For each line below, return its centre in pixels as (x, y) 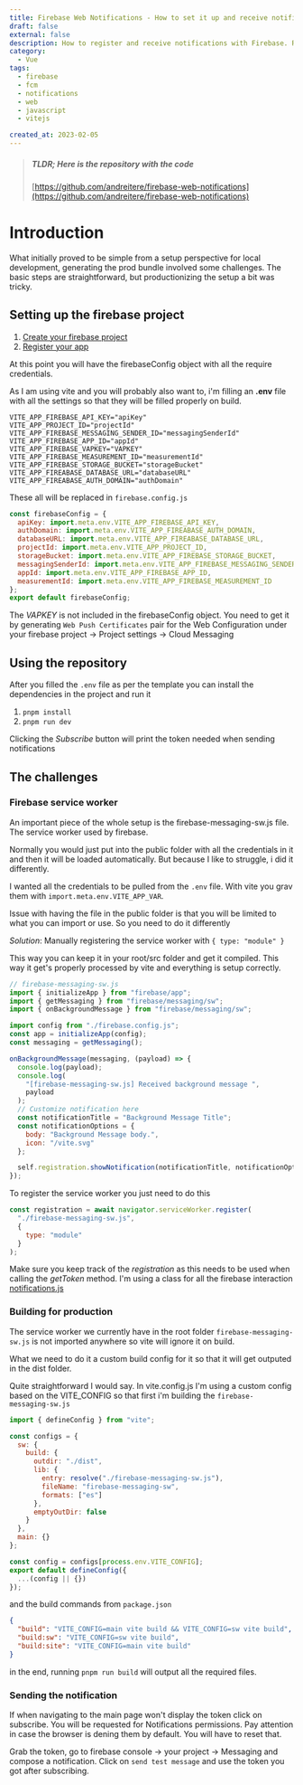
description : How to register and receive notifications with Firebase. (149, 43)
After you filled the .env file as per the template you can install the (132, 685)
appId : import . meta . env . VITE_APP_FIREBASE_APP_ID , (115, 572)
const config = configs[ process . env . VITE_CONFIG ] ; (106, 1562)
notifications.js (37, 1289)
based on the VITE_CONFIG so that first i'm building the (112, 1395)
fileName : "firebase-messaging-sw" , (110, 1487)
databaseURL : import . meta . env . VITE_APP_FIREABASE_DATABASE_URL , (141, 539)
